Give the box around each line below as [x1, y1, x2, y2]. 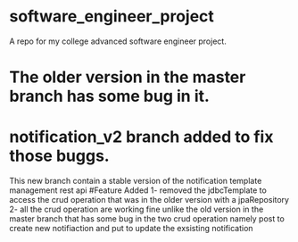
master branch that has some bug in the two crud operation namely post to [9, 213, 286, 224]
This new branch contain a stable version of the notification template [9, 176, 262, 187]
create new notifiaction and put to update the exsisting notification [9, 223, 253, 234]
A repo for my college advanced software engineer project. [9, 36, 228, 46]
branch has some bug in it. [9, 87, 210, 106]
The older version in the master [9, 67, 246, 88]
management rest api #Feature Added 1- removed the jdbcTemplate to [9, 185, 268, 196]
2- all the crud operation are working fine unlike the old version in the [9, 204, 264, 215]
